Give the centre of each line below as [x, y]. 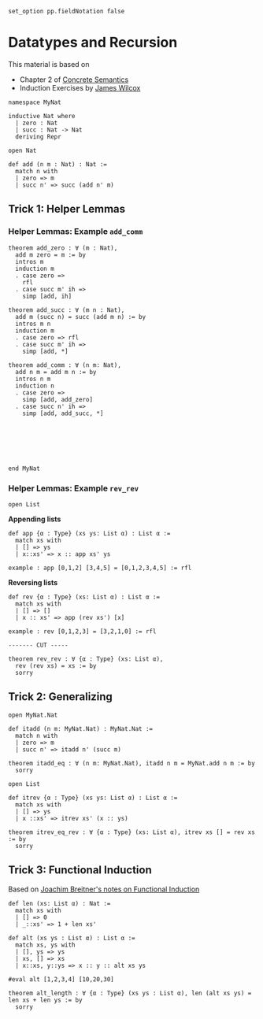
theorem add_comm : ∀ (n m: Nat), [65, 365]
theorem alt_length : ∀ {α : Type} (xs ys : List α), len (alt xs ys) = [130, 993]
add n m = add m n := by [56, 372]
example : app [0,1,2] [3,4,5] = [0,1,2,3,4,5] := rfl [100, 568]
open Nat [22, 150]
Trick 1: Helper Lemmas [67, 209]
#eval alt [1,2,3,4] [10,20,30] [61, 979]
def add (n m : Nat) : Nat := [58, 164]
